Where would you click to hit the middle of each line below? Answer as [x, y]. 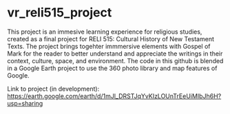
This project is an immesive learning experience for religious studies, [105, 32]
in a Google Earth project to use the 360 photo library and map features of [112, 68]
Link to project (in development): [53, 89]
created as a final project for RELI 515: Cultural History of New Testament [111, 38]
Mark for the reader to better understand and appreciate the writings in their [115, 54]
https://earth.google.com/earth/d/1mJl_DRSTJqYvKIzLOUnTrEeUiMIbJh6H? [114, 96]
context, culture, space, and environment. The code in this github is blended [115, 60]
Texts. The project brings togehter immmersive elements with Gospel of [109, 46]
